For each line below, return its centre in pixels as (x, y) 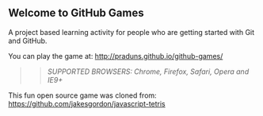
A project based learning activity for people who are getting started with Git (131, 32)
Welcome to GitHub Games (76, 13)
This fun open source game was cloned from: (82, 95)
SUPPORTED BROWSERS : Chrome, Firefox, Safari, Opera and (148, 72)
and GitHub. (28, 41)
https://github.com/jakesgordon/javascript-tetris (87, 103)
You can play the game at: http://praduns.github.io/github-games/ (116, 56)
